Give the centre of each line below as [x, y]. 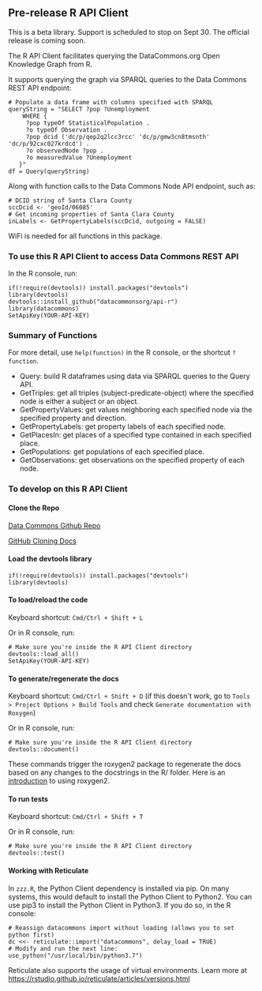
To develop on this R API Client [68, 489]
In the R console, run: [43, 274]
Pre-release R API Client [68, 13]
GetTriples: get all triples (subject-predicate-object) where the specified [137, 393]
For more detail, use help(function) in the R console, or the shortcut [119, 353]
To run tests [28, 799]
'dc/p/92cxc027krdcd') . [49, 144]
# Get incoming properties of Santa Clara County [92, 214]
